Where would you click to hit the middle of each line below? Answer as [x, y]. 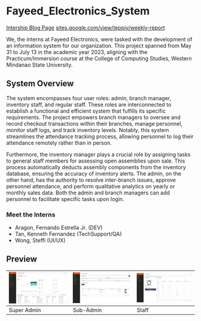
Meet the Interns [31, 214]
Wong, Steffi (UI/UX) [40, 241]
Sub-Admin [87, 310]
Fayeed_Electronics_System [78, 11]
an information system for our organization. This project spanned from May [99, 46]
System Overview [40, 84]
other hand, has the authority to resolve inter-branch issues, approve [91, 180]
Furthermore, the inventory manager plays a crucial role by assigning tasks [98, 154]
